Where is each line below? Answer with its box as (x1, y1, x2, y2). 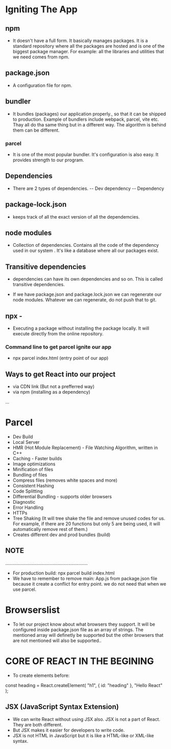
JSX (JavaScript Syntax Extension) (5, 702, 119, 711)
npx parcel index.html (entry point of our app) (12, 355, 109, 361)
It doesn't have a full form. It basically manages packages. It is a (12, 37, 148, 44)
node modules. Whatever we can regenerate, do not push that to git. (12, 297, 157, 303)
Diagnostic (12, 499, 36, 505)
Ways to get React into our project (5, 370, 116, 378)
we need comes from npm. (12, 54, 70, 60)
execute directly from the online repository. (12, 330, 104, 336)
